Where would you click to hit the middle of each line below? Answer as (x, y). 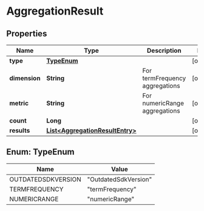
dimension (25, 78)
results (20, 130)
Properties (27, 34)
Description (164, 51)
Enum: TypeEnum (40, 152)
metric (19, 103)
